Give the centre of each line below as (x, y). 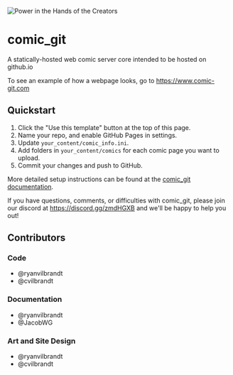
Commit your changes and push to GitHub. (80, 165)
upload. (29, 158)
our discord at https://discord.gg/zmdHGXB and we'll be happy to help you (117, 208)
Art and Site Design (42, 341)
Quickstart (32, 110)
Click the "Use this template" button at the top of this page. (104, 127)
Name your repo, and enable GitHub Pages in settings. (97, 135)
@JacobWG (35, 322)
